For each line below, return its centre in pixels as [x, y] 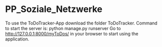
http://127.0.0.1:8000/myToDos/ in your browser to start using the [72, 33]
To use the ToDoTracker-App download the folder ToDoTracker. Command [81, 23]
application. [17, 39]
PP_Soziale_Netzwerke [54, 9]
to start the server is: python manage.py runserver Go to [63, 28]
